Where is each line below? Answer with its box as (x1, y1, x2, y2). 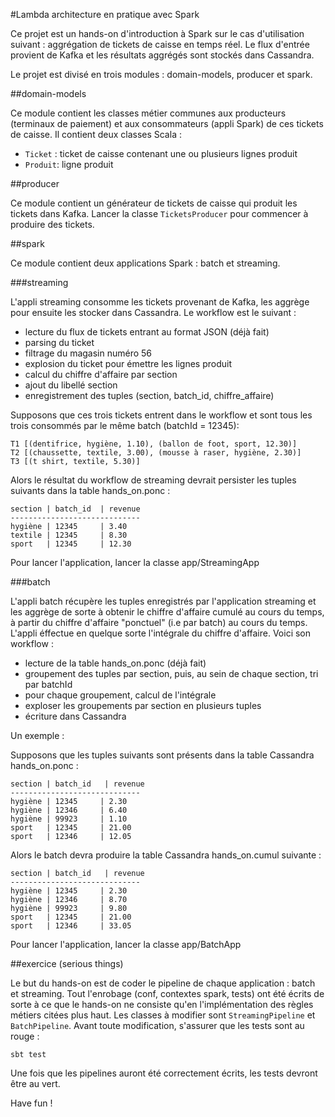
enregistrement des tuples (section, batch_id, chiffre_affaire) (24, 390, 275, 401)
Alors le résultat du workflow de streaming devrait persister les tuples (10, 474, 297, 486)
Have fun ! (10, 1097, 53, 1109)
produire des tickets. (10, 219, 95, 230)
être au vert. (10, 1078, 61, 1089)
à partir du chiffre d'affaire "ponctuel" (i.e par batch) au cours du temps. (10, 617, 308, 628)
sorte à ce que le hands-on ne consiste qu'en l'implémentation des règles (10, 999, 314, 1010)
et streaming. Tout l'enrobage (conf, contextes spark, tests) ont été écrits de (10, 988, 325, 999)
